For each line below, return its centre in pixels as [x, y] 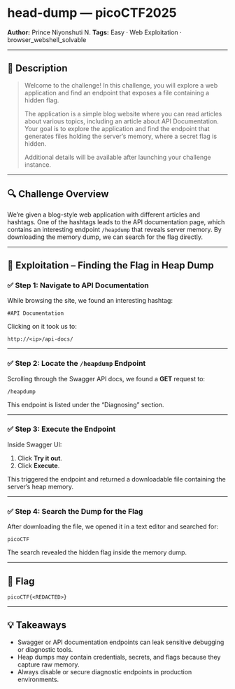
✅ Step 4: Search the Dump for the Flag [75, 511]
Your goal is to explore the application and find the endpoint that [117, 128]
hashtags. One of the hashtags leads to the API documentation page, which [116, 221]
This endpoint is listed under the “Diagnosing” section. [86, 404]
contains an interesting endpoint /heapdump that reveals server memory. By [114, 229]
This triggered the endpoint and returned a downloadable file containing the [116, 479]
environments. [38, 679]
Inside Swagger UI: [35, 444]
